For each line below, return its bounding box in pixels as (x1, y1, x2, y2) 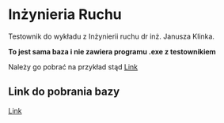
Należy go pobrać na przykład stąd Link (8, 61, 139, 72)
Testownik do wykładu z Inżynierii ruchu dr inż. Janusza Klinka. (8, 32, 215, 41)
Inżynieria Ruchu (8, 6, 123, 24)
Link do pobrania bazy (8, 85, 120, 99)
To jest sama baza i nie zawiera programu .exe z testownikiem (8, 47, 216, 56)
